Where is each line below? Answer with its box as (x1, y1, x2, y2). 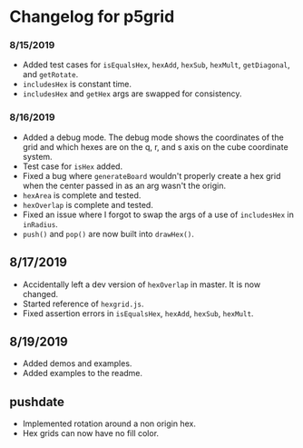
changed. (22, 288, 59, 299)
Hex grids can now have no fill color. (22, 428, 160, 439)
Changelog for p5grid (9, 6, 175, 27)
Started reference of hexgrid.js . (22, 298, 144, 309)
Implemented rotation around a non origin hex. (22, 418, 197, 429)
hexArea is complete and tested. (22, 189, 142, 201)
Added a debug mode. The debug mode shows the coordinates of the (22, 132, 284, 143)
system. (22, 151, 53, 162)
